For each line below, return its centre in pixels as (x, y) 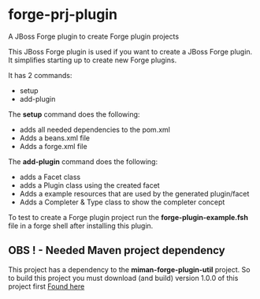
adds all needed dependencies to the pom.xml (95, 129)
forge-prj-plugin (63, 15)
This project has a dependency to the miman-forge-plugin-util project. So (129, 269)
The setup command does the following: (74, 114)
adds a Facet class (50, 177)
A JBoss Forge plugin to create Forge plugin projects (94, 36)
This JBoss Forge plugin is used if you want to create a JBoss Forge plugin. (130, 51)
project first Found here (46, 286)
